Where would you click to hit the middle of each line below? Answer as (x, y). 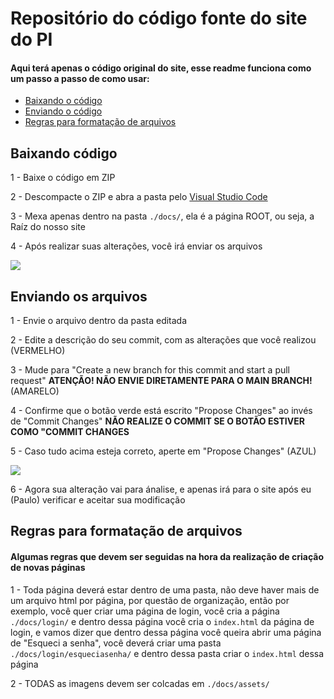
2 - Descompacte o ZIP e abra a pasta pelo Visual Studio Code (139, 197)
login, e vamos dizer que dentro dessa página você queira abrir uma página (166, 632)
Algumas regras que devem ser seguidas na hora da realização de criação (167, 556)
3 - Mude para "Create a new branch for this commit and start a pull (150, 370)
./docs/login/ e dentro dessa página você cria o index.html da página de (162, 621)
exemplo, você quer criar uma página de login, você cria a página (145, 611)
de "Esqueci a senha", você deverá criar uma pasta (116, 643)
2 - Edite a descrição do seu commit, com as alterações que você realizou (163, 340)
